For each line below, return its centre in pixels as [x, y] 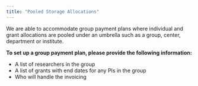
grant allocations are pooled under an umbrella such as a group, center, [93, 35]
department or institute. [35, 41]
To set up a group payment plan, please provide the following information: [99, 52]
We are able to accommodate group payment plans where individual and [95, 28]
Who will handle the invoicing [51, 77]
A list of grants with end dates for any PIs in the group [80, 70]
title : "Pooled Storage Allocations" [53, 12]
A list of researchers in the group [55, 64]
